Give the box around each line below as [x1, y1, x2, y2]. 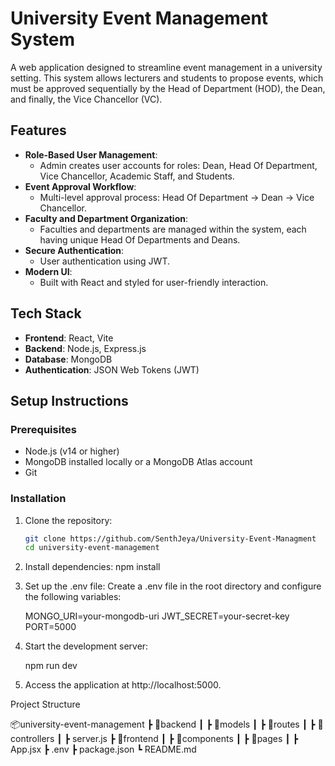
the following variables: [24, 591, 122, 603]
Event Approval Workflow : [24, 180, 137, 192]
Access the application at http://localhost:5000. [24, 679, 222, 691]
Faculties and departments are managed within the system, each [39, 223, 307, 235]
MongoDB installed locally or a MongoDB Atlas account [24, 456, 253, 468]
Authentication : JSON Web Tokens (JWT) [24, 363, 200, 376]
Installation [10, 492, 67, 506]
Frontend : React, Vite [24, 332, 114, 344]
